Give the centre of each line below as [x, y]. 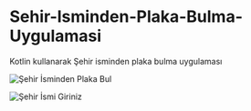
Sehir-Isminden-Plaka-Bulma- [126, 17]
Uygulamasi [56, 36]
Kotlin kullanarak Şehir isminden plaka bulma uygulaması [116, 61]
